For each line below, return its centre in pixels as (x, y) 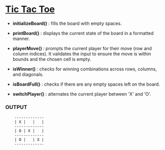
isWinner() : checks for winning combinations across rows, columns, (85, 69)
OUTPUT (16, 107)
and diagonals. (28, 74)
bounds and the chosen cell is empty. (52, 59)
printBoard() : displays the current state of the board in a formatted (83, 33)
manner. (21, 39)
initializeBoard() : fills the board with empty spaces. (67, 23)
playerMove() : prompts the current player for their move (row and (82, 48)
